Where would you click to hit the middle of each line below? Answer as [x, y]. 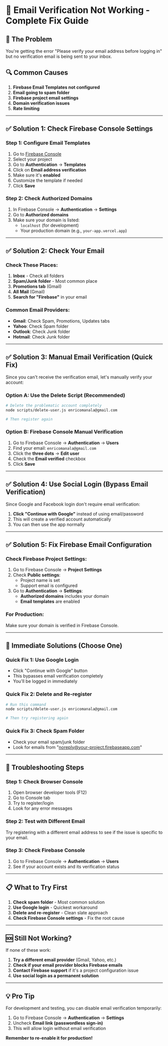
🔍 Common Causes [37, 73]
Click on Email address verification [50, 170]
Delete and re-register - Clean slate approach [60, 912]
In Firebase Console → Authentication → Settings [65, 209]
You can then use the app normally [49, 524]
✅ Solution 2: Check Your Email [55, 251]
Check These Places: [32, 265]
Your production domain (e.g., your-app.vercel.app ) [74, 230]
